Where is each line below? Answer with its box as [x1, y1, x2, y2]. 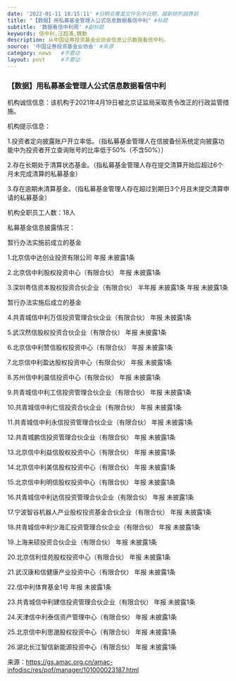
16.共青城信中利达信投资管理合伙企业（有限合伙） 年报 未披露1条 [7, 493, 194, 501]
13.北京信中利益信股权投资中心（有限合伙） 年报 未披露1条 [7, 448, 176, 457]
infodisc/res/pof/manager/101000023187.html [7, 665, 139, 674]
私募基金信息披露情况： [7, 223, 75, 232]
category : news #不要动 [7, 50, 80, 57]
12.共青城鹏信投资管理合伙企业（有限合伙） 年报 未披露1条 [7, 433, 176, 441]
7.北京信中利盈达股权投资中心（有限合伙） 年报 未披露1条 [7, 358, 173, 367]
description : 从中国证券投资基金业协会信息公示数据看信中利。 [7, 37, 169, 44]
